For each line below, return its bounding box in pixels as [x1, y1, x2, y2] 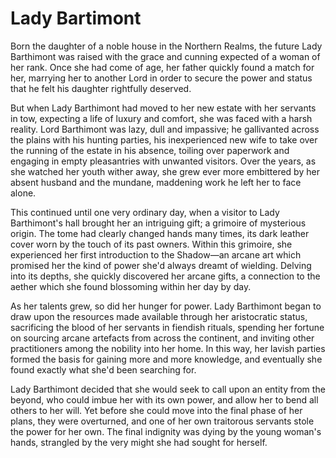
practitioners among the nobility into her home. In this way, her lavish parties [10, 342, 326, 354]
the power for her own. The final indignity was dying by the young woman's [10, 425, 322, 437]
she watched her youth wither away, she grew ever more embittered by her [10, 165, 320, 177]
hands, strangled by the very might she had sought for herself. [10, 436, 268, 448]
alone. [10, 187, 37, 199]
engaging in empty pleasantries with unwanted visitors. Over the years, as [10, 155, 317, 167]
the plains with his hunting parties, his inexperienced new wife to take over [10, 133, 318, 146]
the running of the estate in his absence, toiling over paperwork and [10, 144, 290, 156]
